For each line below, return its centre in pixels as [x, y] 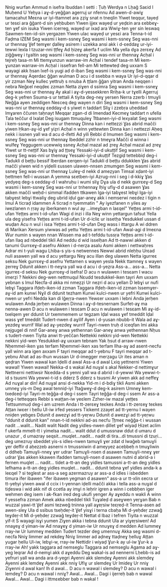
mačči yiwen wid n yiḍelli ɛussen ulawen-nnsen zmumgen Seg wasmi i [78, 166]
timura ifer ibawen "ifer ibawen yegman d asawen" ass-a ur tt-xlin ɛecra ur [82, 478]
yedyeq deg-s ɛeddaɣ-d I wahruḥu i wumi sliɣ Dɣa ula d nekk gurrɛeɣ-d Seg [83, 182]
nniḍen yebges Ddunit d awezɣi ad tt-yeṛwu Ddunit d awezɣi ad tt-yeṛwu [80, 415]
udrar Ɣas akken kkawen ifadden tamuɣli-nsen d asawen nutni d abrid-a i [80, 457]
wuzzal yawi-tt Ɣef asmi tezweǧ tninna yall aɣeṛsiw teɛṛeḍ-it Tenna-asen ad [83, 505]
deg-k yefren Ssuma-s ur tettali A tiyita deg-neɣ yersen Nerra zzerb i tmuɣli [83, 97]
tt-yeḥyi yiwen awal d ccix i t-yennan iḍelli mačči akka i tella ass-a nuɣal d [81, 484]
